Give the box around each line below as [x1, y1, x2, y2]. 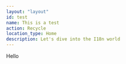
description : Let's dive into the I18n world [6, 36, 120, 42]
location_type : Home [6, 31, 57, 37]
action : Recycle [6, 25, 46, 31]
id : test [6, 14, 28, 20]
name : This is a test [6, 20, 60, 25]
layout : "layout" [6, 8, 49, 15]
